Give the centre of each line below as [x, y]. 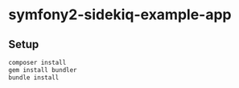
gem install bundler [43, 70]
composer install [37, 62]
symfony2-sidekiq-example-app [120, 15]
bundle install [34, 78]
